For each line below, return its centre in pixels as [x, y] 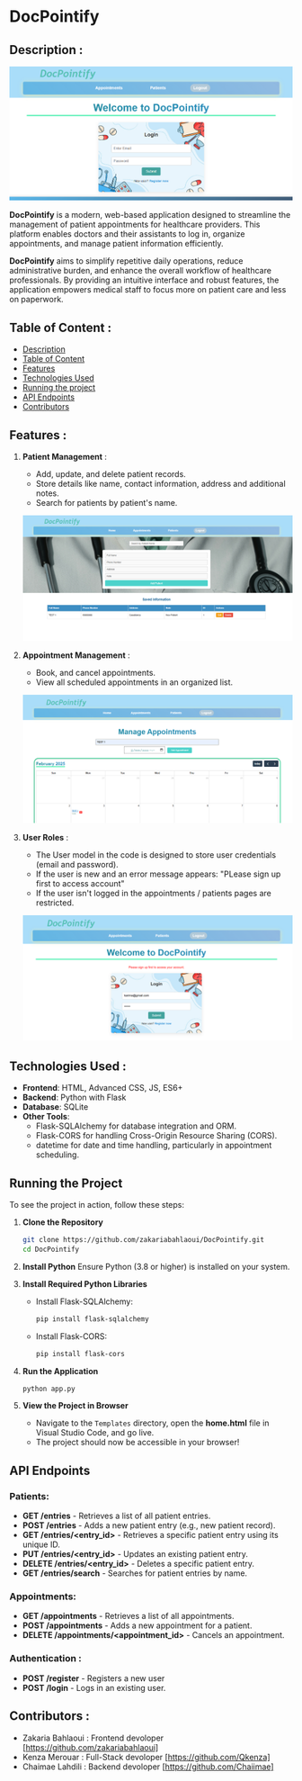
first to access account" [80, 884]
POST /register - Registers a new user [93, 1678]
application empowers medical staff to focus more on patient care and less [148, 290]
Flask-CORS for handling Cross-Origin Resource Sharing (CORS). [156, 1136]
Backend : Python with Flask [74, 1097]
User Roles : [45, 838]
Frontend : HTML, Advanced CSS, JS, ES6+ [102, 1088]
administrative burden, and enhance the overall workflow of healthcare [141, 271]
